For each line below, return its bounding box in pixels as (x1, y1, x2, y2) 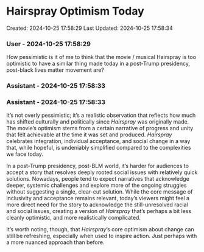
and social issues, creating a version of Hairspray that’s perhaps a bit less (6, 208, 192, 215)
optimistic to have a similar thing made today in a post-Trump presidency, (6, 60, 191, 68)
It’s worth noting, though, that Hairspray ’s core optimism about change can (6, 226, 194, 233)
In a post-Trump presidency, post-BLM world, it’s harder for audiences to (6, 163, 189, 170)
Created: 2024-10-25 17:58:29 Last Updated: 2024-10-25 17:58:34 (6, 24, 173, 32)
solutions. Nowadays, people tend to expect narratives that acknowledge (6, 175, 190, 183)
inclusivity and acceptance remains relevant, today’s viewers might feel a (6, 195, 190, 202)
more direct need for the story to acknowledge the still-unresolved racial (6, 201, 189, 208)
